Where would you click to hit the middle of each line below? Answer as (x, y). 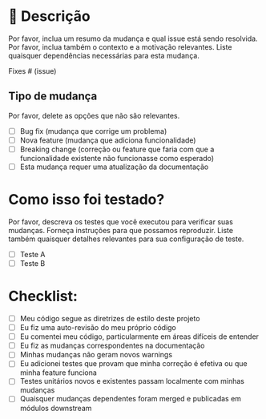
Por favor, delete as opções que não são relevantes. (94, 115)
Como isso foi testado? (87, 200)
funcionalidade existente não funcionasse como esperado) (117, 158)
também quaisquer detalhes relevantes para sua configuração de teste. (126, 239)
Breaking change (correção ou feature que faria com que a (117, 149)
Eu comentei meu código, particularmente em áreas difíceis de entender (139, 336)
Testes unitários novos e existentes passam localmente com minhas (132, 381)
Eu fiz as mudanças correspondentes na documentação (112, 346)
